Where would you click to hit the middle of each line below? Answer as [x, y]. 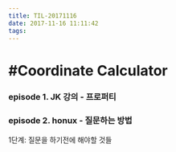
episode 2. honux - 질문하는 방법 [70, 121]
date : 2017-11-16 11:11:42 [53, 23]
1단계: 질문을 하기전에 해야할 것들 [60, 140]
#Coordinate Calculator [88, 70]
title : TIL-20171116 [43, 16]
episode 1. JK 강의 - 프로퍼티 [62, 97]
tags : [17, 31]
